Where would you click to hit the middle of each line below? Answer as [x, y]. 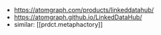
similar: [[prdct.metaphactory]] [58, 24]
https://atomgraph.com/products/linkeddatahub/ [84, 10]
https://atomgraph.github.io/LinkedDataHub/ [78, 17]
